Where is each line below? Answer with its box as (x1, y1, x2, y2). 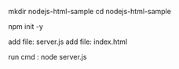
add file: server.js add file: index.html (8, 37, 128, 46)
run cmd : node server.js (8, 53, 87, 61)
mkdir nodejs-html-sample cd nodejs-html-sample (8, 7, 171, 16)
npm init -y (8, 22, 43, 31)
